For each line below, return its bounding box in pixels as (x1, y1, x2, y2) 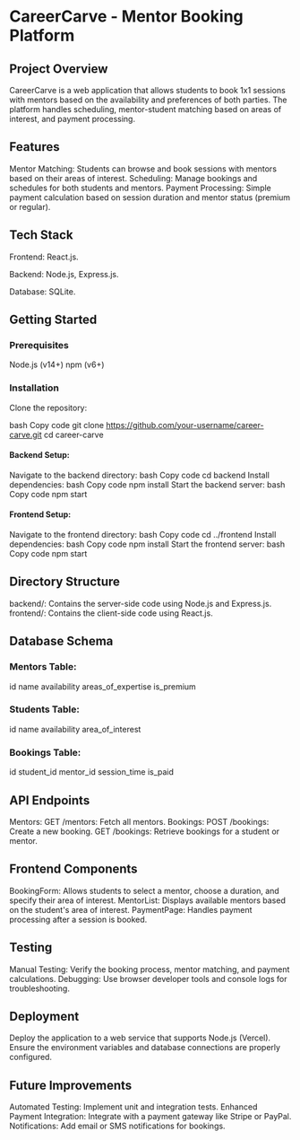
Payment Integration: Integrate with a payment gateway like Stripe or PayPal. (9, 1111, 292, 1122)
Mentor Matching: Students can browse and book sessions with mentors (9, 163, 278, 174)
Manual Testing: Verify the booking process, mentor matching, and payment (9, 963, 290, 975)
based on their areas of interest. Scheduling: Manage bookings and (9, 172, 258, 183)
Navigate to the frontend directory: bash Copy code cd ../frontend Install (9, 530, 277, 540)
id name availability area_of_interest (9, 723, 141, 734)
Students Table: (9, 703, 81, 715)
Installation (9, 381, 60, 394)
